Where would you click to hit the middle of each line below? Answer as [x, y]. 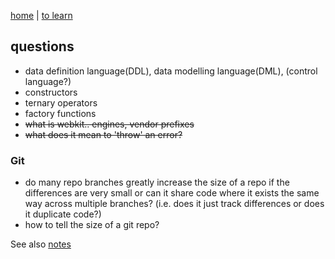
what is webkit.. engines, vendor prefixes [109, 124]
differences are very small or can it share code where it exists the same [172, 193]
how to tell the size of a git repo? [92, 225]
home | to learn [41, 15]
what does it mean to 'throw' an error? [103, 134]
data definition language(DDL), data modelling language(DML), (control [171, 71]
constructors [51, 92]
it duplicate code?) [63, 214]
